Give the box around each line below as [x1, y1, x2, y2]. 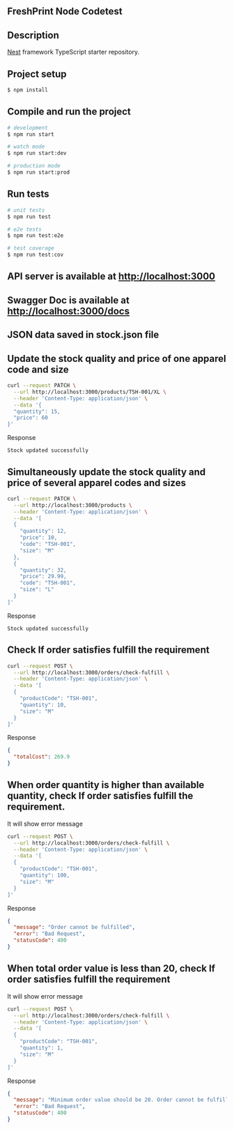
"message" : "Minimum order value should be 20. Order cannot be [13, 1096, 204, 1104]
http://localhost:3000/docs [7, 305, 130, 317]
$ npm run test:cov [7, 251, 64, 259]
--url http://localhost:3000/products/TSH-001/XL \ [13, 388, 167, 395]
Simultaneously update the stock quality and [7, 466, 206, 478]
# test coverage [7, 245, 54, 252]
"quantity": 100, [19, 872, 70, 879]
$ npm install [7, 86, 49, 93]
